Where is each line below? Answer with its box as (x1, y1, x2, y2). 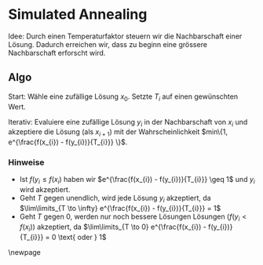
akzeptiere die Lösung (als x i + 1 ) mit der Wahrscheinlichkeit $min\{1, (8, 127, 228, 139)
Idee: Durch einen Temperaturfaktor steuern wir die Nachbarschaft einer (8, 31, 243, 41)
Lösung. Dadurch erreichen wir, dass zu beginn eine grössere (8, 39, 208, 49)
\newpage (8, 247, 42, 256)
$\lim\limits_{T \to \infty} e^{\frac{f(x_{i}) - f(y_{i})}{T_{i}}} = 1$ (19, 204, 221, 213)
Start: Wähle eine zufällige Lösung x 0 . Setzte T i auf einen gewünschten (8, 92, 238, 103)
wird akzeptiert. (19, 185, 71, 194)
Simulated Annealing (8, 5, 148, 24)
